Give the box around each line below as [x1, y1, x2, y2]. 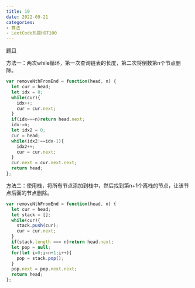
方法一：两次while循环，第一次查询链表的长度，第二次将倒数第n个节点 [6, 60, 176, 67]
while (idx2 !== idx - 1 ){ [11, 138, 64, 144]
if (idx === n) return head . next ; [11, 116, 85, 123]
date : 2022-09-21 [6, 14, 49, 20]
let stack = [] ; [11, 211, 51, 218]
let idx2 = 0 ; [11, 127, 46, 133]
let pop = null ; [11, 244, 51, 250]
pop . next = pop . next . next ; [11, 266, 77, 272]
